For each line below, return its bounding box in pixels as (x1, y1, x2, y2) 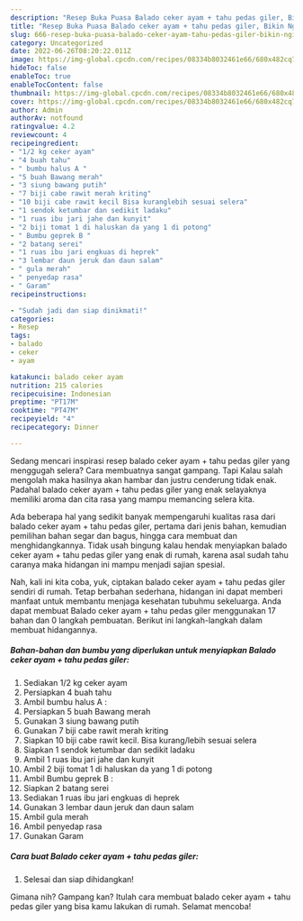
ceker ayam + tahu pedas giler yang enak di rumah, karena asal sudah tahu (10, 549, 289, 560)
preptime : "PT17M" (10, 397, 79, 406)
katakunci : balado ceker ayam (10, 372, 124, 381)
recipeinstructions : (10, 289, 88, 298)
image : (10, 55, 35, 64)
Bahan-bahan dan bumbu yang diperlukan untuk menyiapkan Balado (10, 645, 277, 656)
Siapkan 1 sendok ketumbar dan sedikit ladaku (22, 744, 196, 755)
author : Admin (10, 105, 64, 114)
